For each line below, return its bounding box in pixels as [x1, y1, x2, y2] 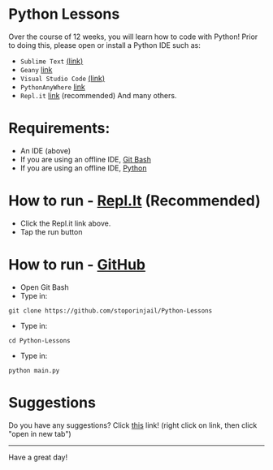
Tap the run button [19, 226, 83, 236]
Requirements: [8, 119, 110, 138]
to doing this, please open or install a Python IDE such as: [8, 40, 201, 50]
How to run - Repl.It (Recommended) [8, 192, 262, 210]
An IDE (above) [19, 145, 71, 155]
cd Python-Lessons [8, 336, 71, 345]
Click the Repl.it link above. [19, 218, 111, 228]
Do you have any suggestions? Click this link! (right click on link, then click [8, 420, 258, 430]
